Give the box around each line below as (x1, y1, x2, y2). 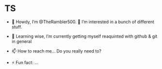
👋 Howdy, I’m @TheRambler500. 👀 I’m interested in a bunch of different (11, 19, 155, 25)
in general (11, 38, 32, 44)
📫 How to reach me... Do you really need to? (11, 48, 101, 54)
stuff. (11, 24, 22, 29)
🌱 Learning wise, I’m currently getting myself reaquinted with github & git (11, 33, 158, 39)
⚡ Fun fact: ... (11, 59, 38, 65)
